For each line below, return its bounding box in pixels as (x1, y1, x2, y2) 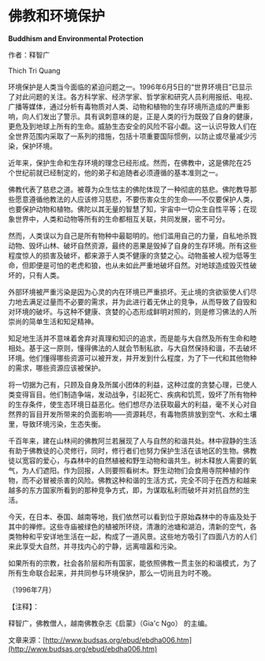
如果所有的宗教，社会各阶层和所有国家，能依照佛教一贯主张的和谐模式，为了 (8, 558, 257, 568)
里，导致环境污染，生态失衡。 (8, 419, 105, 428)
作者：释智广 (8, 50, 50, 59)
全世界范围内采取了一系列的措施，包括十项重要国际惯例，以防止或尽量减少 (8, 131, 250, 140)
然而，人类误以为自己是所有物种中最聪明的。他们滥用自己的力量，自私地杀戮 (8, 230, 257, 241)
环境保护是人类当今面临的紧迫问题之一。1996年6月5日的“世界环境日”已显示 (8, 82, 253, 91)
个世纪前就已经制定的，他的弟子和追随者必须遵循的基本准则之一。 (8, 167, 222, 177)
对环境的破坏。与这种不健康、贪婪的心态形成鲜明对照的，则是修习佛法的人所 (8, 307, 257, 316)
